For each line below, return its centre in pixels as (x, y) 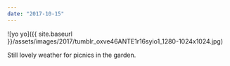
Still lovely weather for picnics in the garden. (72, 55)
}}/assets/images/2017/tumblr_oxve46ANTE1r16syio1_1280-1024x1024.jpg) (115, 41)
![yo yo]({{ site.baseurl (40, 34)
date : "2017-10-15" (36, 14)
